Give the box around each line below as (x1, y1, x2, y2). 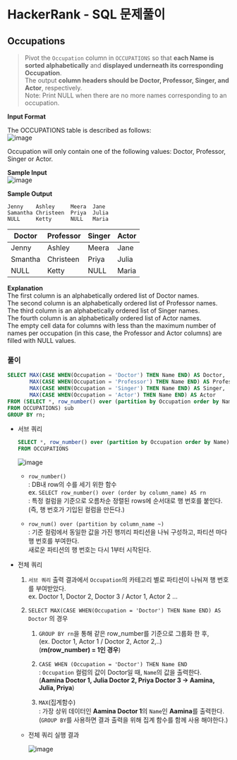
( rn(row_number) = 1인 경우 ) (38, 646, 121, 654)
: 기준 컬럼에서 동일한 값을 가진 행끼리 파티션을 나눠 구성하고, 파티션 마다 (28, 528, 228, 536)
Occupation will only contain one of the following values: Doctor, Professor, (7, 147, 226, 155)
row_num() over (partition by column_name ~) (28, 521, 164, 528)
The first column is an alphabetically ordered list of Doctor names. (7, 291, 200, 300)
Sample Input (7, 169, 47, 176)
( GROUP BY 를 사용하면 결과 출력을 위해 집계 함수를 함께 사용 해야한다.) (38, 716, 229, 724)
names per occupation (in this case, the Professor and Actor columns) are (7, 329, 222, 337)
